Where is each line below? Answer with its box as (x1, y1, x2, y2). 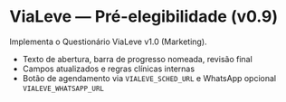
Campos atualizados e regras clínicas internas (22, 63, 195, 74)
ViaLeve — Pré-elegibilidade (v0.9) (9, 6, 279, 27)
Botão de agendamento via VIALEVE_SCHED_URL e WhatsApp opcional (22, 72, 277, 83)
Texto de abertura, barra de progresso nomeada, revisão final (22, 53, 253, 64)
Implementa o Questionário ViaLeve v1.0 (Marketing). (9, 36, 207, 47)
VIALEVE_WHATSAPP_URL (22, 84, 104, 93)
